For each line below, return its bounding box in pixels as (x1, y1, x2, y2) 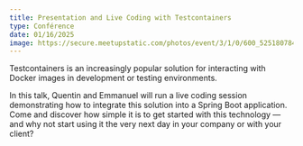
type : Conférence (9, 22, 75, 31)
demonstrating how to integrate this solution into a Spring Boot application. (9, 100, 288, 111)
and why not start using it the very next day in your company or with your (9, 119, 282, 130)
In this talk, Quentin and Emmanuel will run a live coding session (9, 90, 248, 101)
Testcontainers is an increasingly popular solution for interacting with (9, 63, 266, 74)
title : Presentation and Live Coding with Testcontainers (9, 13, 232, 23)
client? (9, 128, 34, 140)
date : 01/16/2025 (9, 30, 75, 39)
